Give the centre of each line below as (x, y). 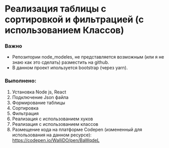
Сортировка (25, 108)
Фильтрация (25, 113)
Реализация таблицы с (56, 9)
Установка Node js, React (39, 92)
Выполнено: (20, 81)
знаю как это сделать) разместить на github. (60, 62)
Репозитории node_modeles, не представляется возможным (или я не (88, 57)
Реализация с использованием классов (55, 124)
